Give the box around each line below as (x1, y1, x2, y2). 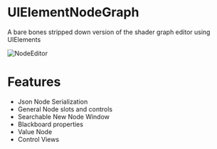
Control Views (17, 135, 59, 143)
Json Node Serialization (17, 97, 88, 106)
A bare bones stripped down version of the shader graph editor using (7, 28, 211, 36)
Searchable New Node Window (17, 112, 110, 121)
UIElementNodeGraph (7, 4, 139, 21)
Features (7, 74, 61, 90)
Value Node (17, 127, 53, 136)
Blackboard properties (17, 120, 84, 128)
